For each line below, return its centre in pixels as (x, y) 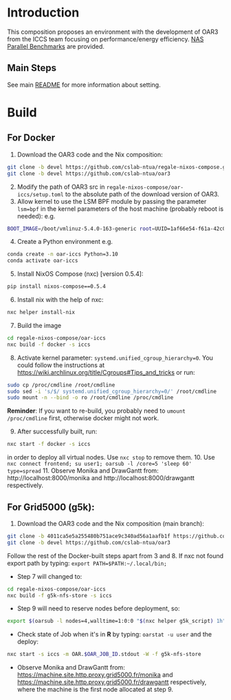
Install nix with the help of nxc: (60, 300)
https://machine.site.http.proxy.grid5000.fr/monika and (95, 675)
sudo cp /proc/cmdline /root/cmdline (61, 385)
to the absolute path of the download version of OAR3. (142, 194)
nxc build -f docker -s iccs (49, 344)
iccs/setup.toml (40, 194)
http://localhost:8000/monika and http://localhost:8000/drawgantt (101, 478)
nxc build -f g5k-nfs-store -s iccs (59, 595)
